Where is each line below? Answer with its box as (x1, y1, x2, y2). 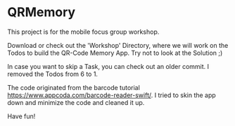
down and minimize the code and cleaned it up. (7, 98, 145, 106)
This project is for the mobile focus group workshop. (7, 27, 160, 36)
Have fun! (7, 112, 36, 120)
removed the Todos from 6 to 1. (7, 70, 99, 78)
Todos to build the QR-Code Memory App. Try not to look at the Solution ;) (7, 49, 223, 57)
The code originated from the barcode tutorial (7, 83, 141, 92)
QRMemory (7, 4, 76, 20)
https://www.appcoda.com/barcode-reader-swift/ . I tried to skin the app (7, 91, 216, 99)
